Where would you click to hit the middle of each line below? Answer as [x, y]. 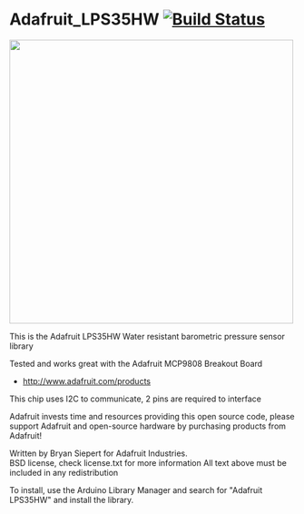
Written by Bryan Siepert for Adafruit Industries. [98, 453]
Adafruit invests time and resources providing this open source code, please [152, 416]
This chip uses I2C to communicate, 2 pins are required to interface [135, 399]
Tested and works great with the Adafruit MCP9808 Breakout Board [136, 363]
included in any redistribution [64, 472]
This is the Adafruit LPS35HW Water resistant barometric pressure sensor [147, 336]
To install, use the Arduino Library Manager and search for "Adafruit [136, 489]
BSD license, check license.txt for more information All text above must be [148, 462]
